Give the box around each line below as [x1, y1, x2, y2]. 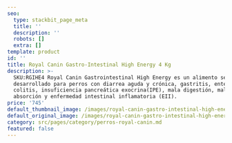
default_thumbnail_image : [7, 106, 81, 113]
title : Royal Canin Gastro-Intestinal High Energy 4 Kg [7, 61, 171, 68]
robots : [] [13, 36, 45, 43]
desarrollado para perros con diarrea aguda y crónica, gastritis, [13, 80, 212, 87]
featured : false [7, 125, 54, 132]
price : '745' [7, 100, 45, 107]
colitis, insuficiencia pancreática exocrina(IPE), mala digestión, [13, 87, 215, 93]
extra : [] [13, 42, 41, 49]
